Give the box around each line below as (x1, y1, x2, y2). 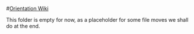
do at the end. (6, 23, 40, 29)
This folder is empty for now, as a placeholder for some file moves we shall (6, 16, 189, 23)
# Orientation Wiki (6, 5, 49, 12)
